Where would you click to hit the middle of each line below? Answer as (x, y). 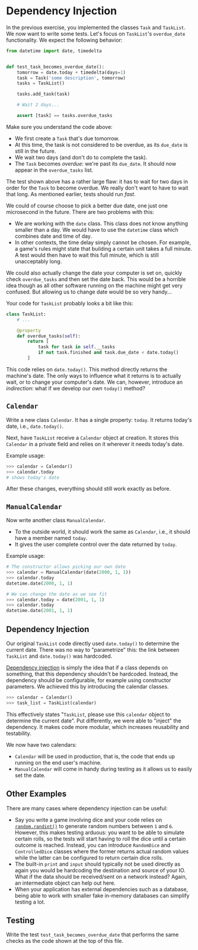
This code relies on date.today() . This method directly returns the (87, 369)
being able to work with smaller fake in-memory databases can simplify (102, 895)
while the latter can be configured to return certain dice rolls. (89, 857)
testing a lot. (30, 902)
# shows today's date (33, 477)
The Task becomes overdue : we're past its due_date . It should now (95, 163)
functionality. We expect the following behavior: (64, 40)
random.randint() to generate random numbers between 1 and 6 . (94, 826)
